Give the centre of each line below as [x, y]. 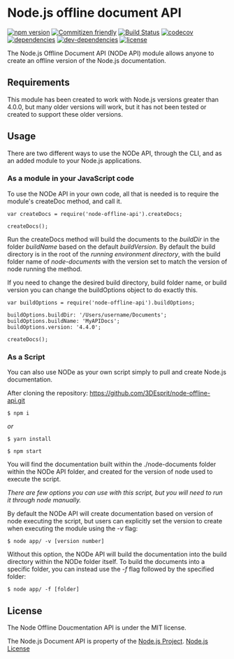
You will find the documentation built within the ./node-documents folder [112, 464]
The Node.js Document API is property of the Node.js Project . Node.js [108, 641]
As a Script [26, 356]
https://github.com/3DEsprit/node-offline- [150, 393]
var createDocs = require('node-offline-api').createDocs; [95, 214]
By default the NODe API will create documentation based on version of [110, 514]
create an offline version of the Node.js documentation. [87, 60]
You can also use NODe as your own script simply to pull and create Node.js [117, 372]
